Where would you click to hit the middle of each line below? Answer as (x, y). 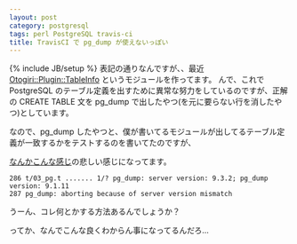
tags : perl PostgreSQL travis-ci (71, 34)
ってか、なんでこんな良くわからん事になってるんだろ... (109, 231)
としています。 (47, 113)
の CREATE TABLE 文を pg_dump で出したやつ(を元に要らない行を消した (142, 102)
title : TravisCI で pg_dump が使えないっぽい (89, 42)
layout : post (33, 17)
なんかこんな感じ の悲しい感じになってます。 (90, 161)
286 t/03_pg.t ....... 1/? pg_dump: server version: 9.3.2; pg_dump (139, 178)
